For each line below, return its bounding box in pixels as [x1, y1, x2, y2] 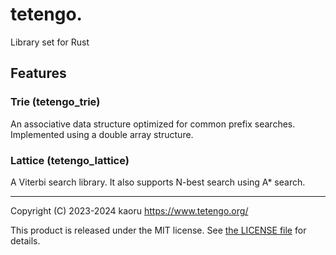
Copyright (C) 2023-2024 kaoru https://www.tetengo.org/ [10, 204, 249, 217]
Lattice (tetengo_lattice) [10, 153, 130, 167]
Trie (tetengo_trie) [10, 95, 101, 109]
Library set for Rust [10, 36, 90, 48]
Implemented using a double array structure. [10, 128, 194, 140]
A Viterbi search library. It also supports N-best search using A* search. [10, 176, 306, 188]
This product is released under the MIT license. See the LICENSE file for [10, 224, 307, 236]
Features [10, 65, 67, 82]
